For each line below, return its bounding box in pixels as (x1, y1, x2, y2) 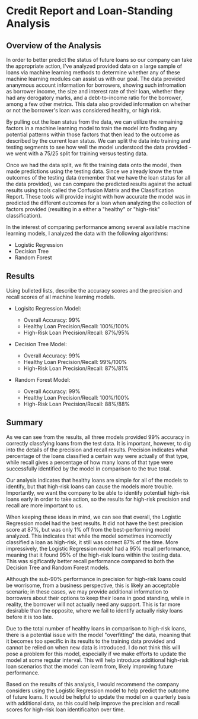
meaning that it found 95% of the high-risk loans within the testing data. (6, 551, 182, 558)
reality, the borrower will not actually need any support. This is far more (6, 601, 181, 608)
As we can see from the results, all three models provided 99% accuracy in (6, 433, 190, 441)
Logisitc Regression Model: (14, 304, 81, 312)
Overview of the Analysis (6, 40, 102, 51)
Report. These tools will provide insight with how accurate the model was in (6, 193, 191, 200)
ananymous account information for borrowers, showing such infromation (6, 81, 186, 89)
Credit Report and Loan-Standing (6, 4, 173, 18)
